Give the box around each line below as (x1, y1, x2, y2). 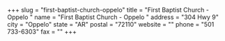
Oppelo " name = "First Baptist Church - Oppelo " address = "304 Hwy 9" (7, 13, 219, 21)
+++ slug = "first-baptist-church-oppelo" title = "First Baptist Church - (7, 6, 209, 14)
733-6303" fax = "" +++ (7, 27, 77, 36)
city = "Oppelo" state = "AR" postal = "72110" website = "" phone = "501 (7, 20, 215, 28)
